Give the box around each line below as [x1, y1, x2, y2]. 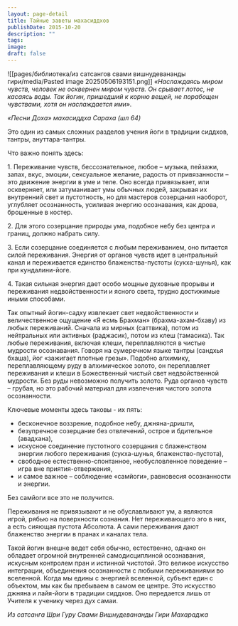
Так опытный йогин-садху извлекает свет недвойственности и [7, 308, 199, 317]
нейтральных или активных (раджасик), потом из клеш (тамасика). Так [7, 331, 225, 339]
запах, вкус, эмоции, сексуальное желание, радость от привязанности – [7, 170, 229, 179]
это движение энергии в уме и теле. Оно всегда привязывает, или [7, 177, 210, 186]
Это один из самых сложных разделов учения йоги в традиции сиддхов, [7, 127, 229, 136]
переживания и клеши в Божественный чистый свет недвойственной [7, 368, 219, 377]
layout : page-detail [7, 10, 69, 18]
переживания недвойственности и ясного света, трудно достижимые [7, 287, 220, 295]
